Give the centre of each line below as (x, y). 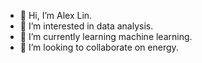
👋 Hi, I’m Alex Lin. (56, 15)
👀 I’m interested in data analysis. (86, 26)
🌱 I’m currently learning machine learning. (106, 36)
